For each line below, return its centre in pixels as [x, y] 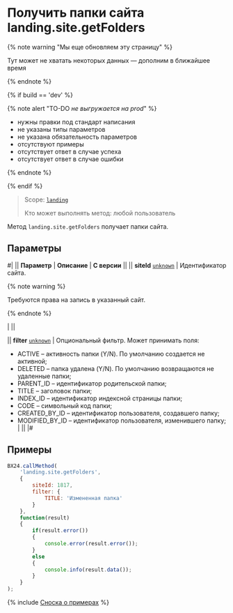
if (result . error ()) [61, 531]
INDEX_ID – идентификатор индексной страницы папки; [100, 398]
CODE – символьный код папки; [65, 405]
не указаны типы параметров [61, 129]
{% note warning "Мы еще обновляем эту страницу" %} [90, 47]
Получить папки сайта [76, 13]
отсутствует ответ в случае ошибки [70, 159]
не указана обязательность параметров [77, 137]
